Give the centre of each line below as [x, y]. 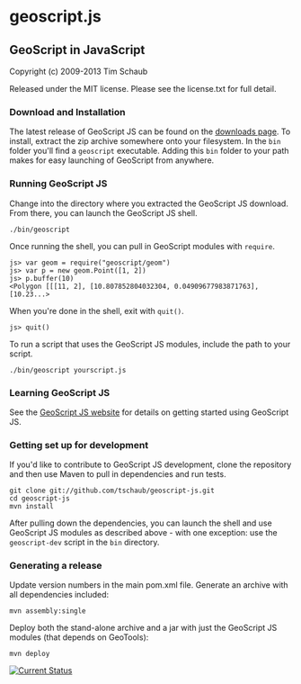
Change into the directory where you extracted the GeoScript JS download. [149, 203]
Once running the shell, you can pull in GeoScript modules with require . [142, 246]
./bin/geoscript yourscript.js [68, 370]
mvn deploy [30, 654]
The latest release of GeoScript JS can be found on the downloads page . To [150, 131]
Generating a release [56, 566]
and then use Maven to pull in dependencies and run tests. [118, 474]
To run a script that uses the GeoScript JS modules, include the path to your [150, 344]
